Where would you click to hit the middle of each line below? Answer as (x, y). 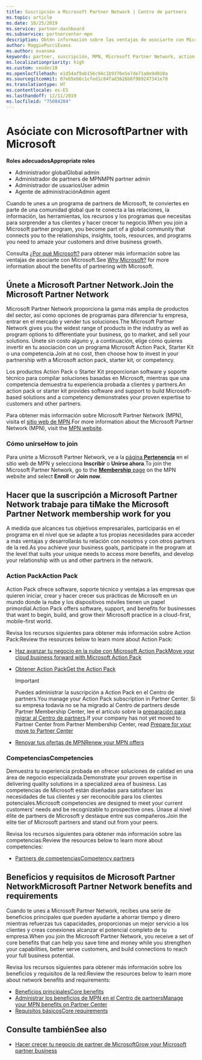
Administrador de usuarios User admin (62, 185)
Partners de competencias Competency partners (75, 858)
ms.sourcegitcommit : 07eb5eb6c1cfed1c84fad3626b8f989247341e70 (87, 79)
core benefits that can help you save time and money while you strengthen (99, 943)
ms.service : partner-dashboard (45, 29)
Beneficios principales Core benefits (59, 991)
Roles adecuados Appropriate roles (50, 161)
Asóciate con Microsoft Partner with (97, 131)
